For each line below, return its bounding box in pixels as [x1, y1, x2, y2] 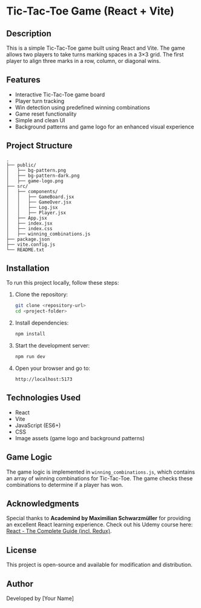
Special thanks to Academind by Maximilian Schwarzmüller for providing [6, 515, 191, 522]
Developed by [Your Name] [6, 595, 74, 602]
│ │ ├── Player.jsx [6, 210, 67, 216]
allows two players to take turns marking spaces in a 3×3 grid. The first [6, 51, 184, 58]
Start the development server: [15, 342, 90, 349]
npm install [15, 331, 45, 337]
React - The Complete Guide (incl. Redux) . [6, 527, 112, 535]
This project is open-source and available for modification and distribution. [6, 561, 193, 569]
